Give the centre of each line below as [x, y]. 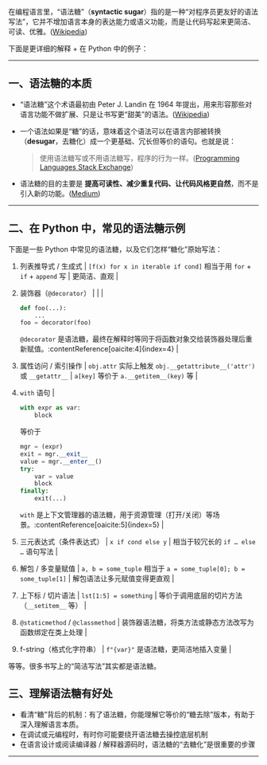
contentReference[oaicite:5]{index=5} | [100, 525]
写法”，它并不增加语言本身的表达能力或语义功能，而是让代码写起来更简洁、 [132, 22]
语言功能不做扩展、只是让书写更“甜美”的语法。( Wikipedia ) [115, 114]
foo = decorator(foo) [55, 323]
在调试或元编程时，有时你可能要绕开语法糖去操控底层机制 [114, 734]
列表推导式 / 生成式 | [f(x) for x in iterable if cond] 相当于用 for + [135, 266]
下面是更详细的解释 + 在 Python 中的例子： [78, 49]
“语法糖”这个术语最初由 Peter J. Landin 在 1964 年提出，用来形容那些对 [136, 104]
